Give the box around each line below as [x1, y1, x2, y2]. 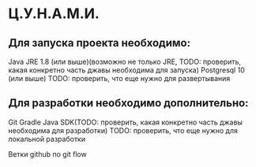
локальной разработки [8, 134, 85, 143]
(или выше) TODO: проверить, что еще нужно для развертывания [8, 74, 231, 83]
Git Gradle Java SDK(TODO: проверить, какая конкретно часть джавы [8, 117, 243, 127]
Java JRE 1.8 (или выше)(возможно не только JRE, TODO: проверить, [8, 57, 242, 66]
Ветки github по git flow [8, 149, 87, 158]
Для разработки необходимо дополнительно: [8, 96, 249, 110]
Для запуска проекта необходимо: [8, 36, 191, 50]
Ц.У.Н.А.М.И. [8, 5, 100, 23]
